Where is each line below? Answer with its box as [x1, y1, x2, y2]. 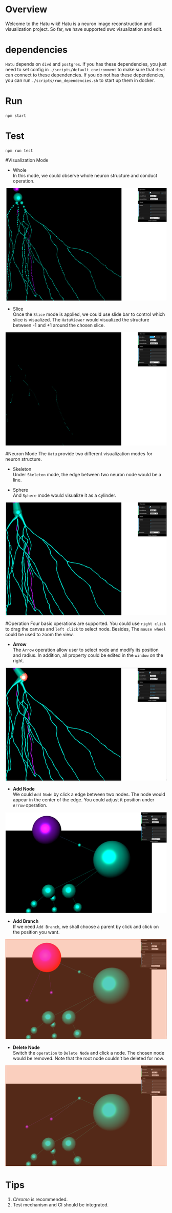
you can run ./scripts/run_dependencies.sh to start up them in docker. [5, 77, 155, 83]
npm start [5, 113, 27, 118]
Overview [5, 4, 48, 15]
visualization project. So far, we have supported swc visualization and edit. [5, 26, 163, 32]
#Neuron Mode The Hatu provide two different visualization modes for [5, 450, 153, 457]
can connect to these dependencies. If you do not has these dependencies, [5, 72, 165, 78]
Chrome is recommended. [12, 1196, 68, 1202]
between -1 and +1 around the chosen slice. [12, 322, 105, 328]
